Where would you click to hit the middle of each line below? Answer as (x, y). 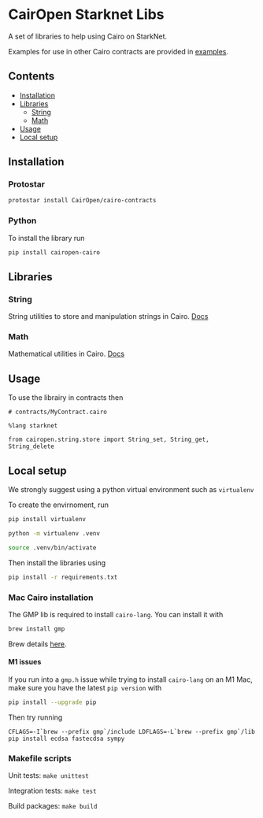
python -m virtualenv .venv (54, 533)
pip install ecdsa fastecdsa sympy (67, 738)
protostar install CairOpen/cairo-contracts (82, 201)
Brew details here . (37, 644)
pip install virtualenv (47, 520)
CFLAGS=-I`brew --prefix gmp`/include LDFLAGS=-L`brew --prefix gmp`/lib (132, 731)
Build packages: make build (53, 806)
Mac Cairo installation (51, 598)
